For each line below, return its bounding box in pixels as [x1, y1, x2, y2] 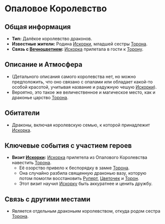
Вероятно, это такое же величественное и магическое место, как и [11, 89, 156, 95]
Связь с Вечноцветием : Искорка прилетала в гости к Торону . [11, 46, 144, 52]
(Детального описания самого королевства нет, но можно [11, 74, 136, 79]
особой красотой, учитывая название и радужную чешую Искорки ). [11, 84, 157, 90]
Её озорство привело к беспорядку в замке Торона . [19, 165, 130, 171]
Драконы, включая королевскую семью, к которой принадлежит [11, 122, 150, 128]
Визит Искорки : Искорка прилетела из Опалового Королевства [11, 154, 148, 160]
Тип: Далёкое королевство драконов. [11, 36, 92, 41]
